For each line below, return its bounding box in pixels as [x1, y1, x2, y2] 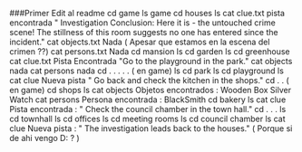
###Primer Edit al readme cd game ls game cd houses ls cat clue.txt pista [9, 8, 286, 18]
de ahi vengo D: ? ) [9, 133, 80, 143]
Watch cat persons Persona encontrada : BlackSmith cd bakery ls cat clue [9, 94, 287, 105]
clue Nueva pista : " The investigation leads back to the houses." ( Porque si [9, 123, 293, 134]
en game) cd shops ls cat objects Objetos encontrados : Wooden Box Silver [9, 85, 292, 95]
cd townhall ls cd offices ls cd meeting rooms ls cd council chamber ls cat [9, 113, 286, 124]
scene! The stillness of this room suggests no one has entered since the [9, 27, 278, 37]
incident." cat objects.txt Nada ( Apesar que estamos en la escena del [9, 36, 270, 47]
